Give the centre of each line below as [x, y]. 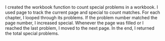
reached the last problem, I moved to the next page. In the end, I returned [80, 28]
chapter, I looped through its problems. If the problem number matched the [81, 18]
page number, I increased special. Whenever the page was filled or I [75, 23]
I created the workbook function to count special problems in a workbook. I [82, 7]
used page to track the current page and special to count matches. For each [83, 12]
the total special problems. [32, 33]
